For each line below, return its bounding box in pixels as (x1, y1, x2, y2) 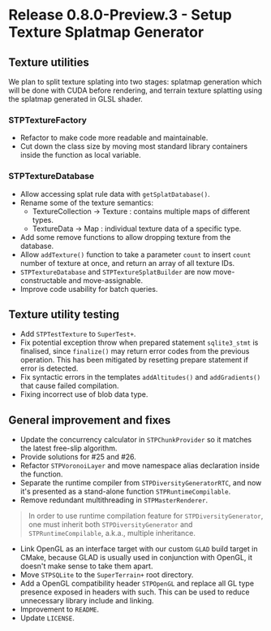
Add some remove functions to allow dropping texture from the (19, 232, 231, 242)
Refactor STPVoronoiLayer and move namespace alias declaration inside (19, 461, 260, 471)
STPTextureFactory (8, 114, 88, 125)
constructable (19, 275, 67, 285)
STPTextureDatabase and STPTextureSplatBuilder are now (19, 267, 212, 276)
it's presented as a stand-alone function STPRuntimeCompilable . (19, 486, 231, 497)
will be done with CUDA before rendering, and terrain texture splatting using (8, 85, 263, 95)
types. (32, 215, 54, 224)
